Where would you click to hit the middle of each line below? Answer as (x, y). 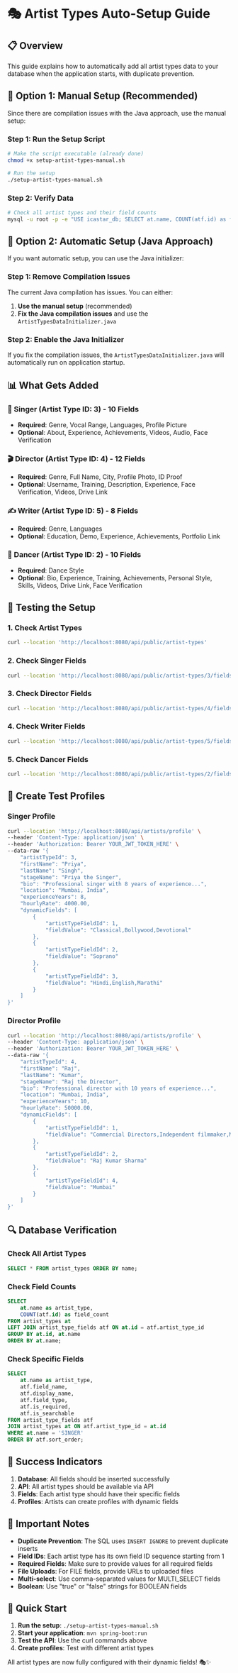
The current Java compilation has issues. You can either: (90, 292)
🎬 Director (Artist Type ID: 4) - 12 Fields (76, 458)
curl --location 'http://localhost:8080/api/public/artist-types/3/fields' (121, 675)
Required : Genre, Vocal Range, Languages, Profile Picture (102, 425)
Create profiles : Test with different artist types (86, 1648)
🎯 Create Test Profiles (56, 796)
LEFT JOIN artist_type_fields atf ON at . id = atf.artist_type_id (106, 1327)
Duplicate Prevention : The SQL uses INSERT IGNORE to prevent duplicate (123, 1541)
